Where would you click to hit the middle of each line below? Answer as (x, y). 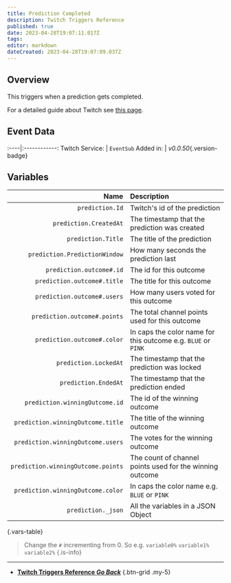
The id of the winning (164, 398)
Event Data (31, 132)
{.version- (203, 148)
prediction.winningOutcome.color (69, 491)
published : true (30, 26)
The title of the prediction (170, 239)
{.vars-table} (25, 532)
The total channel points (169, 312)
